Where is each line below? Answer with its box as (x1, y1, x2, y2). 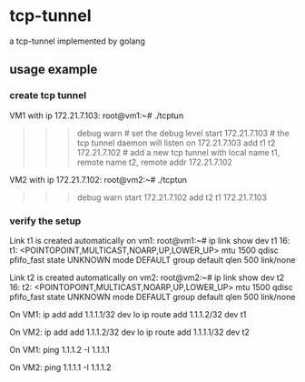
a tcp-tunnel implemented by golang (9, 35, 145, 46)
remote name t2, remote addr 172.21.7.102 (76, 156, 233, 167)
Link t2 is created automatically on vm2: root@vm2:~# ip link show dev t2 (9, 272, 285, 283)
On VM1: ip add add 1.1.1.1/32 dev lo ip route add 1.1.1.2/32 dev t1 (9, 308, 247, 319)
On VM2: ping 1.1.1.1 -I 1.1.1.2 (9, 361, 112, 373)
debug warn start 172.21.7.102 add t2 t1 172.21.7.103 (76, 192, 268, 203)
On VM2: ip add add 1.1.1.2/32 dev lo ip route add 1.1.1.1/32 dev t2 (9, 327, 250, 337)
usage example (9, 62, 98, 77)
